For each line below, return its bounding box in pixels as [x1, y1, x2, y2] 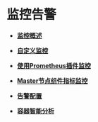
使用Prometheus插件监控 [16, 61, 91, 70]
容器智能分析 [16, 106, 54, 115]
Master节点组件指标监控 [16, 76, 88, 85]
